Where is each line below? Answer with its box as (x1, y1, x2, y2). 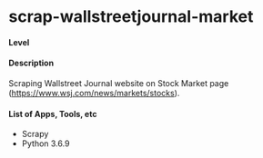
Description (8, 57, 55, 69)
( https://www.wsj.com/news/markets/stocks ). (8, 87, 180, 98)
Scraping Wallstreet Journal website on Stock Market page (8, 77, 229, 88)
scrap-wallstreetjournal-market (8, 6, 254, 27)
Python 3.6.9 (21, 138, 70, 149)
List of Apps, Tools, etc (8, 108, 97, 119)
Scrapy (21, 129, 49, 140)
